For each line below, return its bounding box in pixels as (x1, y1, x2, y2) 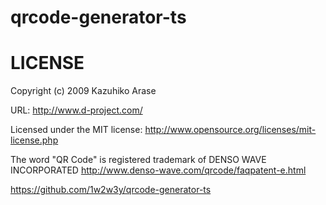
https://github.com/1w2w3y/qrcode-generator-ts (10, 184, 212, 196)
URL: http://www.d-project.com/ (10, 104, 143, 116)
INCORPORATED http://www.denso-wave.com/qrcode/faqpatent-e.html (10, 164, 307, 176)
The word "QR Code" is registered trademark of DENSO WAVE (10, 154, 267, 166)
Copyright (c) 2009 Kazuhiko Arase (10, 85, 157, 97)
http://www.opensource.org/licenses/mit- (144, 124, 317, 136)
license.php (10, 134, 59, 146)
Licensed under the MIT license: (10, 124, 143, 136)
